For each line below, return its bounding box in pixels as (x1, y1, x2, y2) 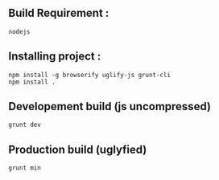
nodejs (8, 27, 31, 35)
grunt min (8, 164, 42, 172)
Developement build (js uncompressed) (8, 100, 212, 113)
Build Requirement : (8, 6, 109, 20)
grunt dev (8, 121, 42, 129)
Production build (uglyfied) (8, 142, 147, 156)
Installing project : (8, 50, 101, 63)
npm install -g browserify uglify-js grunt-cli (8, 71, 171, 79)
